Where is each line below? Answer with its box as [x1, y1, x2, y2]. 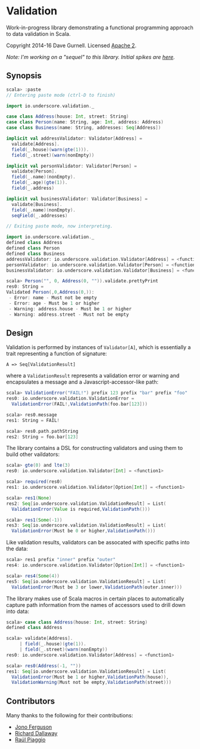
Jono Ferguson [14, 723, 52, 730]
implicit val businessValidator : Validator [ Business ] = [6, 196, 148, 202]
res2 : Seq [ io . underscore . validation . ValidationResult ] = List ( [6, 500, 167, 507]
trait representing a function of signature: [6, 350, 107, 357]
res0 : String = [6, 283, 44, 290]
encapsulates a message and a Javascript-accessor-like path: [6, 378, 159, 386]
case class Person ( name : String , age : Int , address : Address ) [6, 119, 164, 125]
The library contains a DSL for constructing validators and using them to [6, 445, 183, 452]
